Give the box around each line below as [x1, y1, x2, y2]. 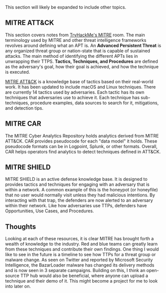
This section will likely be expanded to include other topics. [5, 4, 127, 10]
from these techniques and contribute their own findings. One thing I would [5, 246, 159, 252]
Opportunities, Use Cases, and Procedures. [5, 208, 94, 214]
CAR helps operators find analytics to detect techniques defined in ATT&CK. [5, 148, 161, 154]
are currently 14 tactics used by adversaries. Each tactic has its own [5, 89, 145, 95]
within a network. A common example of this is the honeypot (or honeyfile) [5, 187, 158, 193]
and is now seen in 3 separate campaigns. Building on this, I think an [5, 268, 146, 274]
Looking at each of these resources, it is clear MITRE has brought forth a [5, 236, 154, 242]
